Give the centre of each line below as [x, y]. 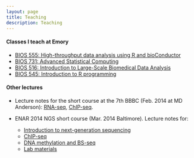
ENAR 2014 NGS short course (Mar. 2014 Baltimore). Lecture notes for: [101, 118]
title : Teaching [26, 17]
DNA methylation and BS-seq [60, 143]
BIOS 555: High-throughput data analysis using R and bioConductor [98, 55]
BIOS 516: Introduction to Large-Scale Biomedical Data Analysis [93, 67]
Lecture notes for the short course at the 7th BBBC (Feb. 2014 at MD [98, 100]
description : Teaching [34, 23]
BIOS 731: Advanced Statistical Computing [67, 61]
